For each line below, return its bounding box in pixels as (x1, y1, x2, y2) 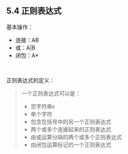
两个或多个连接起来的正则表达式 (30, 125, 111, 133)
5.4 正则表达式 (6, 6, 62, 17)
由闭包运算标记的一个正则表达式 (30, 141, 111, 148)
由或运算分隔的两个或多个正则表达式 (30, 133, 122, 141)
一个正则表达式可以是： (21, 90, 81, 97)
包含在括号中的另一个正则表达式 (30, 118, 111, 125)
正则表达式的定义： (6, 76, 55, 84)
